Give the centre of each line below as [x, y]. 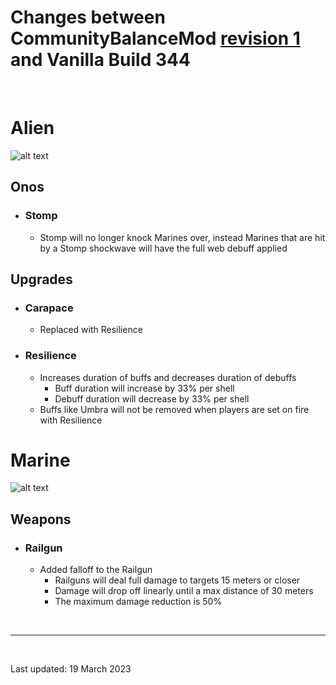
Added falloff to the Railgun [96, 570]
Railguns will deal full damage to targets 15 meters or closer [177, 580]
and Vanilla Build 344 [100, 60]
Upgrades [41, 279]
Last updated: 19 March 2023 [71, 669]
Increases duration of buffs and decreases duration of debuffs [168, 377]
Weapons [41, 519]
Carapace [49, 308]
